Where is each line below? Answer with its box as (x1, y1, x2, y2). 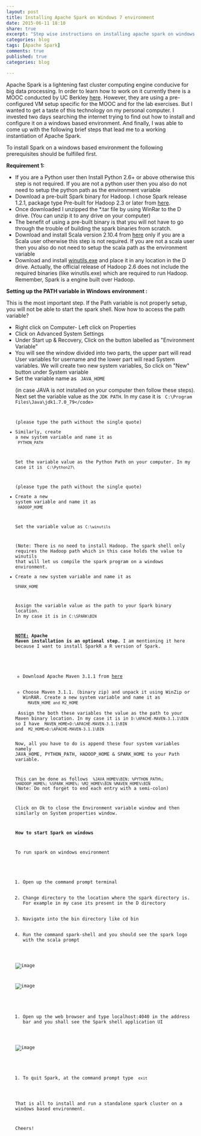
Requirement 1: (6, 162, 45, 169)
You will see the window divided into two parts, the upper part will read (14, 349, 191, 356)
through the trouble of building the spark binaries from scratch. (14, 224, 172, 232)
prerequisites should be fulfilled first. (6, 150, 97, 157)
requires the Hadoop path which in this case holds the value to (14, 548, 182, 554)
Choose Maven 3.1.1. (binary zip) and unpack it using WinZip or (23, 689, 190, 695)
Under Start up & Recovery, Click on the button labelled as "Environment (14, 336, 194, 344)
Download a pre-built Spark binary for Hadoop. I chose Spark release (14, 193, 187, 200)
